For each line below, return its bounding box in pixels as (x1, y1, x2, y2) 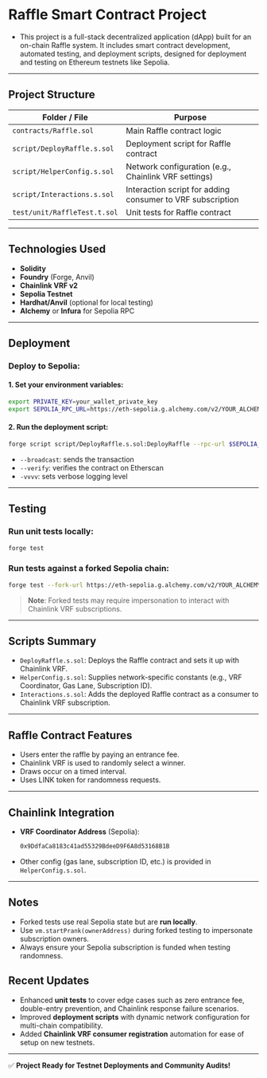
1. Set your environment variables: (8, 380, 124, 390)
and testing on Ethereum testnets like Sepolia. (19, 57, 170, 67)
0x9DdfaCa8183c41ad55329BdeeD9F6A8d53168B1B (19, 843, 170, 851)
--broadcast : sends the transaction (19, 454, 135, 464)
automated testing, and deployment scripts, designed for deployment (19, 49, 247, 58)
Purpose (173, 112, 207, 123)
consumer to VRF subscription (126, 194, 239, 205)
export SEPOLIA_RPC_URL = (8, 405, 91, 413)
